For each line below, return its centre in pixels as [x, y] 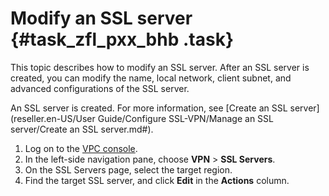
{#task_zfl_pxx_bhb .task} [122, 39]
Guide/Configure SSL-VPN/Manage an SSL [185, 118]
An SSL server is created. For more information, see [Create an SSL [149, 108]
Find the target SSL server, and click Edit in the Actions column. [157, 180]
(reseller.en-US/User [53, 118]
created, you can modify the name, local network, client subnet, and [151, 78]
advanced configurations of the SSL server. [100, 88]
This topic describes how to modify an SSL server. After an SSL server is [160, 67]
